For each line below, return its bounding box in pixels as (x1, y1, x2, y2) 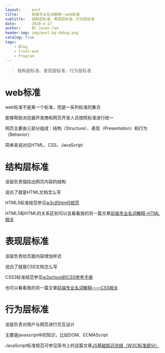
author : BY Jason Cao (5, 26, 58, 31)
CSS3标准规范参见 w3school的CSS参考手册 (5, 274, 93, 281)
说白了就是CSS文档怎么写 (5, 264, 58, 270)
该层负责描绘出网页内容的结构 (5, 179, 66, 185)
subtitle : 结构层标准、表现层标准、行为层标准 (5, 16, 95, 21)
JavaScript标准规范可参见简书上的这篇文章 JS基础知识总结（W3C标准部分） (5, 343, 160, 349)
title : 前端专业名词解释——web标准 (5, 12, 80, 17)
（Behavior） (5, 132, 32, 138)
